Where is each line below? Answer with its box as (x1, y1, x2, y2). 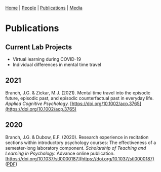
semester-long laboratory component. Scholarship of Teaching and (5, 145, 146, 151)
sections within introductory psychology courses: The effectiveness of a (5, 140, 156, 146)
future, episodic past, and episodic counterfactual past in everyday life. (5, 95, 154, 101)
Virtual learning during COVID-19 (12, 56, 82, 62)
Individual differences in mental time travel (12, 61, 101, 67)
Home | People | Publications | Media (5, 5, 83, 11)
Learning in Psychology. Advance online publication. (5, 150, 115, 156)
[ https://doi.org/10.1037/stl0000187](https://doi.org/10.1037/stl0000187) (5, 155, 154, 162)
